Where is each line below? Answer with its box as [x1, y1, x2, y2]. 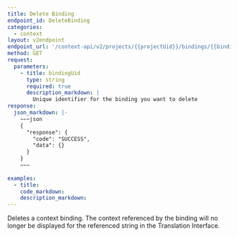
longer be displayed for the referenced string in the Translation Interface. [7, 221, 220, 230]
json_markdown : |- [13, 109, 69, 116]
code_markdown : [20, 188, 65, 195]
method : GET [7, 50, 42, 57]
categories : [7, 23, 42, 30]
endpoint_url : [7, 43, 50, 50]
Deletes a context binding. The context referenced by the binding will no [7, 214, 218, 223]
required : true [25, 83, 72, 90]
